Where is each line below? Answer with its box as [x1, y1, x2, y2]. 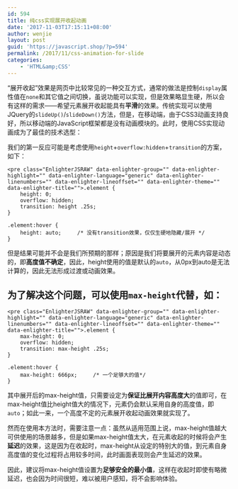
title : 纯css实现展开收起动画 [7, 17, 87, 24]
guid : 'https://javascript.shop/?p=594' [7, 43, 129, 50]
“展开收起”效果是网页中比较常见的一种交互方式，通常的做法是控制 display [7, 83, 222, 92]
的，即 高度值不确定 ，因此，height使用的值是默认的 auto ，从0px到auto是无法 [7, 257, 230, 266]
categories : [7, 57, 42, 64]
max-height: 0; [20, 333, 65, 340]
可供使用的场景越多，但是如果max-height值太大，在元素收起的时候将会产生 [7, 433, 227, 442]
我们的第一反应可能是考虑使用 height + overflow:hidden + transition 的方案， [7, 142, 226, 151]
